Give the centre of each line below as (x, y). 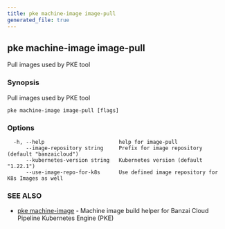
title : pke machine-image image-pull (62, 13)
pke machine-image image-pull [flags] (63, 110)
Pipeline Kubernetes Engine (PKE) (65, 218)
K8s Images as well (35, 178)
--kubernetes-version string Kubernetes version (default (114, 160)
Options (21, 127)
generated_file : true (38, 20)
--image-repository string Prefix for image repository (114, 148)
